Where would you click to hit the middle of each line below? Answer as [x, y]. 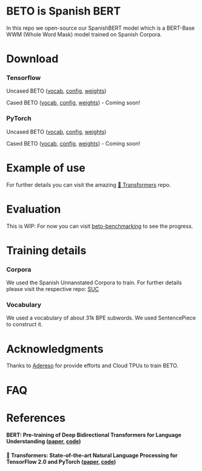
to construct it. [25, 324]
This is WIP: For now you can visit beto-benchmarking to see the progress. [100, 226]
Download [32, 59]
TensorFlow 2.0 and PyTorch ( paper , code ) [61, 461]
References [36, 418]
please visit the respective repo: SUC [52, 289]
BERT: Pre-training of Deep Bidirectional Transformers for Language [94, 435]
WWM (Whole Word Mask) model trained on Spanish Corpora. [84, 34]
